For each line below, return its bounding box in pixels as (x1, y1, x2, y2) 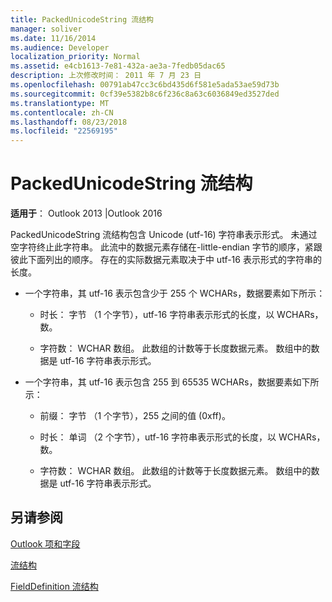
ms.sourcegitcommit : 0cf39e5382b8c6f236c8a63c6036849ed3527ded (10, 89, 280, 99)
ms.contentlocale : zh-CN (10, 107, 114, 118)
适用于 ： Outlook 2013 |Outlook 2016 (10, 207, 163, 220)
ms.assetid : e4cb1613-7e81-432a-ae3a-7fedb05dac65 (10, 61, 226, 71)
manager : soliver (10, 24, 83, 34)
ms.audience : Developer (10, 42, 110, 53)
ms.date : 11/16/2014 (10, 33, 97, 43)
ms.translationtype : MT (10, 98, 110, 108)
